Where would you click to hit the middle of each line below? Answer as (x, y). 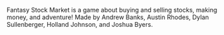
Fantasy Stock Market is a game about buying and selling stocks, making (112, 10)
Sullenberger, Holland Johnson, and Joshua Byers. (80, 24)
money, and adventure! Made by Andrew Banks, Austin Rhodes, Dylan (108, 17)
